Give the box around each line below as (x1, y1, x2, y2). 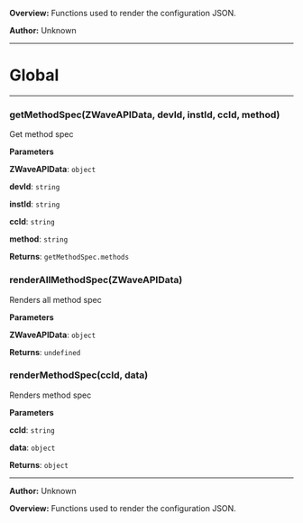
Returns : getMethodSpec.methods (9, 252, 129, 262)
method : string (9, 234, 69, 244)
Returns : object (9, 459, 69, 470)
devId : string (9, 181, 60, 192)
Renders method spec (9, 390, 92, 400)
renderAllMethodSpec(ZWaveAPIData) (9, 274, 183, 287)
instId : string (9, 198, 60, 210)
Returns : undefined (9, 346, 81, 357)
